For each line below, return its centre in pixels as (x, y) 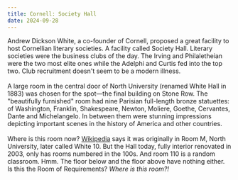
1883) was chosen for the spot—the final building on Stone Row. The (108, 94)
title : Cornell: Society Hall (52, 14)
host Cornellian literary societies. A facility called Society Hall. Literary (110, 48)
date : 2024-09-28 (33, 21)
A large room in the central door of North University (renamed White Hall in (117, 86)
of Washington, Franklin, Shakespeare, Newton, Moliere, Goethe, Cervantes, (119, 108)
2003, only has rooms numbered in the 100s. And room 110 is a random (111, 154)
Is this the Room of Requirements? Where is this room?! (88, 169)
